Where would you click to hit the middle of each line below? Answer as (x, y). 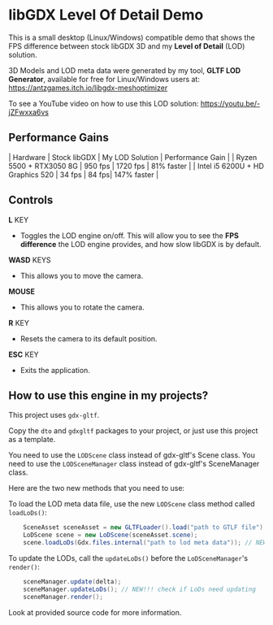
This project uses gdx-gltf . (54, 415)
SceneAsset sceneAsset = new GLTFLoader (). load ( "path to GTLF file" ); (145, 527)
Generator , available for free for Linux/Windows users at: (104, 79)
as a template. (32, 440)
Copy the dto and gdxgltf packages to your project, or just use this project (133, 431)
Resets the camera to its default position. (89, 338)
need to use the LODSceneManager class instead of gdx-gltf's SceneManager (134, 464)
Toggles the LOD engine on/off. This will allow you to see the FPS (130, 235)
